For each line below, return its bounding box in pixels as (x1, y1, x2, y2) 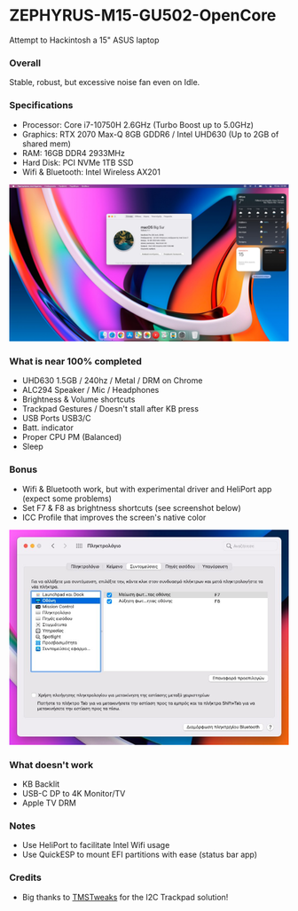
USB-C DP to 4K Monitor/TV (21, 789, 126, 799)
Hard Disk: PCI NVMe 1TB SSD (21, 157, 134, 168)
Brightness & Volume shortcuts (21, 394, 136, 404)
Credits (9, 871, 42, 884)
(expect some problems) (21, 493, 113, 504)
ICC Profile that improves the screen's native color (21, 512, 207, 522)
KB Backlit (21, 779, 60, 789)
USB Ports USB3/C (21, 413, 91, 424)
